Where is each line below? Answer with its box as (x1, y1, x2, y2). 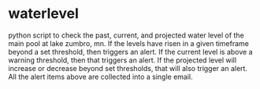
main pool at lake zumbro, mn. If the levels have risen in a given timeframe (8, 38, 250, 48)
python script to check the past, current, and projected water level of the (8, 30, 244, 40)
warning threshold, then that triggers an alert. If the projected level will (8, 55, 237, 65)
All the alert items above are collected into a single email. (8, 72, 193, 81)
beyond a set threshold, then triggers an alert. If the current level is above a (8, 47, 254, 56)
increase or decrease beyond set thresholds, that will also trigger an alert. (8, 63, 248, 73)
